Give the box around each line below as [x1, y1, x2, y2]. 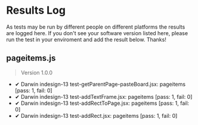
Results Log [6, 4, 66, 17]
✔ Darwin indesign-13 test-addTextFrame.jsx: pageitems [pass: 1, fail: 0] [14, 93, 193, 100]
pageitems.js [6, 53, 56, 63]
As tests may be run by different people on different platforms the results [6, 23, 185, 30]
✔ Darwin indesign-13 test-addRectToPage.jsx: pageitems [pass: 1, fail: [14, 99, 190, 107]
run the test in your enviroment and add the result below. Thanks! [6, 36, 167, 43]
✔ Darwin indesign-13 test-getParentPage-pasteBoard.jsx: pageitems [14, 80, 186, 87]
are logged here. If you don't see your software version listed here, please [6, 29, 188, 36]
